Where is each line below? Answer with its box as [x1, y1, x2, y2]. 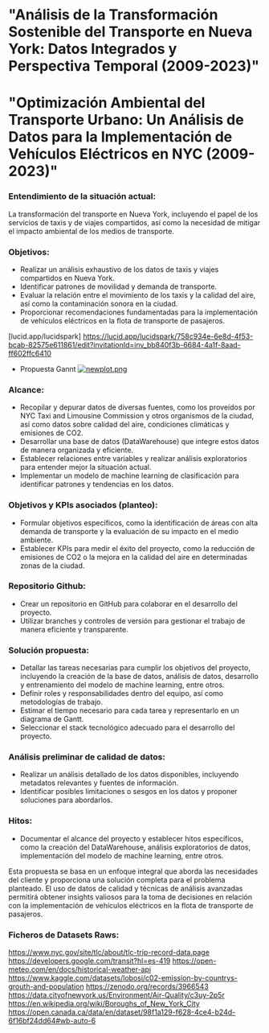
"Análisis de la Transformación [8, 6, 218, 24]
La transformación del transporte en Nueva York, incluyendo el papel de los [8, 209, 259, 219]
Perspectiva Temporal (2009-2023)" [8, 57, 259, 76]
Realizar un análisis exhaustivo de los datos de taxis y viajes [19, 264, 219, 274]
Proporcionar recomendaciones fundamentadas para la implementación [19, 307, 259, 317]
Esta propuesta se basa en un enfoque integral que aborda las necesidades [8, 866, 259, 876]
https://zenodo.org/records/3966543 [85, 982, 209, 991]
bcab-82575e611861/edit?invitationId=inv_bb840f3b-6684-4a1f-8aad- [8, 340, 241, 349]
